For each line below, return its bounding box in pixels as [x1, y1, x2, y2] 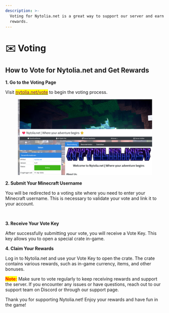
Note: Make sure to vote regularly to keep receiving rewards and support [5, 275, 158, 282]
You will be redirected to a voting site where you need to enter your [5, 190, 146, 196]
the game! [5, 302, 26, 308]
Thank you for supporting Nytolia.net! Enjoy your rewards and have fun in [5, 296, 158, 302]
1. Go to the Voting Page [5, 79, 57, 86]
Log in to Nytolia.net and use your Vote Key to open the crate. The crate [5, 255, 155, 261]
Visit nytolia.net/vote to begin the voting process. [5, 89, 108, 95]
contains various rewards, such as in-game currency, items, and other [5, 260, 151, 266]
